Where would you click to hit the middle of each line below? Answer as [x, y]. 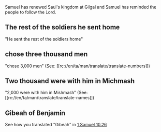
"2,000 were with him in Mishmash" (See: [46, 93]
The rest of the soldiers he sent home [62, 27]
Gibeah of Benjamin [35, 113]
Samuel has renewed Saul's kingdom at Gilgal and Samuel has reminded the [81, 7]
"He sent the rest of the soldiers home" [44, 39]
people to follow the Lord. [31, 12]
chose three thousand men [46, 54]
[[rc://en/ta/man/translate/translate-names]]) [50, 98]
